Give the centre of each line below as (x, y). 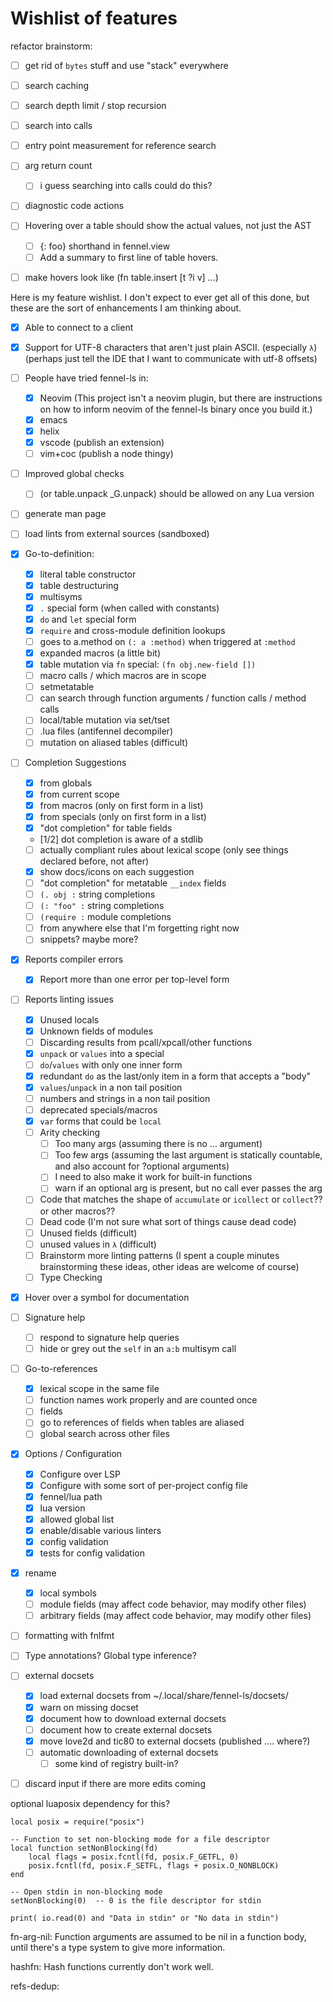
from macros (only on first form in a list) (121, 805)
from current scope (79, 794)
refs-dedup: (35, 1986)
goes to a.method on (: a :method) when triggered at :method (167, 641)
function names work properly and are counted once (148, 1400)
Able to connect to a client (79, 327)
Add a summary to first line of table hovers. (129, 257)
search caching (57, 85)
